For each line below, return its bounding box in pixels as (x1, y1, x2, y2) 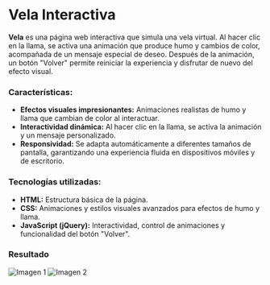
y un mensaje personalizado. (19, 130, 116, 140)
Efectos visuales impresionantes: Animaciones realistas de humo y (19, 105, 247, 114)
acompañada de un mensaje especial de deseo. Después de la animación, (8, 49, 255, 59)
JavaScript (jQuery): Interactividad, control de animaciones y (19, 220, 226, 230)
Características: (8, 86, 73, 97)
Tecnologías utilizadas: (8, 176, 102, 188)
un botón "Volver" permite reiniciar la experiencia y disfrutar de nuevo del (8, 58, 254, 68)
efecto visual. (8, 66, 54, 76)
